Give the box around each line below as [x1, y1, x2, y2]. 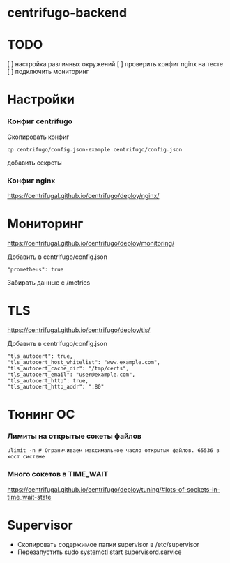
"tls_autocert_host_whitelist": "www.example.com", [7, 359, 160, 366]
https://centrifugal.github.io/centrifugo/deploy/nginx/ [7, 191, 160, 200]
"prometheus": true [7, 266, 64, 273]
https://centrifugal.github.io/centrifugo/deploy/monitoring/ [7, 239, 175, 247]
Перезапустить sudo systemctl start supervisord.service [17, 548, 182, 556]
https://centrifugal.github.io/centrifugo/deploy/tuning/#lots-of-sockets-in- [7, 485, 221, 493]
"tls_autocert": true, [7, 352, 73, 360]
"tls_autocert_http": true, [7, 377, 89, 384]
